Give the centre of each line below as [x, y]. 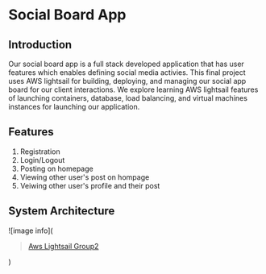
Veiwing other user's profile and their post [90, 185]
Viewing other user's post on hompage [85, 177]
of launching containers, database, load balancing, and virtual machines [128, 98]
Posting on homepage [57, 168]
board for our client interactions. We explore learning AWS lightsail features [133, 89]
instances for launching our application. [74, 107]
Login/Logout [42, 160]
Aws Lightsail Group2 [63, 246]
